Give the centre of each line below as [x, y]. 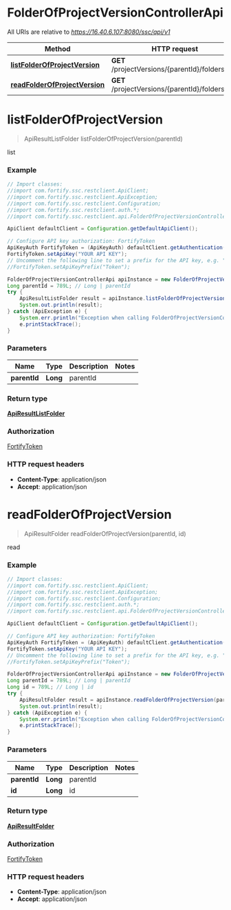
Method [57, 48]
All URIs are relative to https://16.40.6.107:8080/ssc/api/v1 [89, 32]
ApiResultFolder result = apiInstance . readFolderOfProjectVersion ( [118, 700]
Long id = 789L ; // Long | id [51, 687]
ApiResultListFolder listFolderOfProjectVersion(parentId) [103, 139]
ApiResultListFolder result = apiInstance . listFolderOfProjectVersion [123, 299]
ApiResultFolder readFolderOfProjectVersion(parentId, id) [105, 533]
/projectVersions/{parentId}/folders [168, 69]
